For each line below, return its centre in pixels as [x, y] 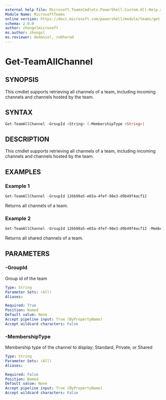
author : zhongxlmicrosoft [32, 28]
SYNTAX [19, 112]
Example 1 [18, 186]
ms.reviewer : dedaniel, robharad [40, 38]
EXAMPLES [23, 172]
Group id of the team [26, 278]
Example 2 [18, 218]
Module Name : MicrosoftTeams [35, 14]
